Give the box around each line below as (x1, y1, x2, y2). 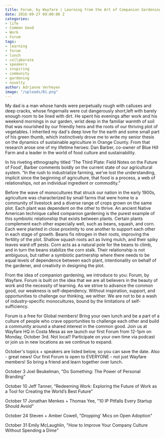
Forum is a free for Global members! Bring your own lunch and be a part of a (5, 313, 160, 319)
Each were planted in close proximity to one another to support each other (5, 226, 156, 232)
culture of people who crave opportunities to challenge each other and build (5, 318, 160, 324)
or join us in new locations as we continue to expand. (5, 339, 113, 345)
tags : (5, 39, 16, 44)
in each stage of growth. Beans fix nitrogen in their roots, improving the (5, 231, 150, 237)
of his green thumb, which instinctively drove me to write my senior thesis (5, 134, 155, 140)
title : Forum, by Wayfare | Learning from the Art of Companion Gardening (5, 7, 162, 12)
